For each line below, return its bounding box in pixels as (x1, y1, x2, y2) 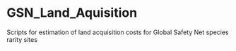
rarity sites (6, 35, 38, 43)
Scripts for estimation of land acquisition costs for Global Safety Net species (6, 28, 229, 36)
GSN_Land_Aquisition (6, 5, 138, 21)
